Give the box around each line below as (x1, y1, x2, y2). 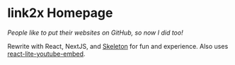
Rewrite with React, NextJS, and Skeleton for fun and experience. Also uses (7, 42, 229, 50)
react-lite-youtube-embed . (7, 49, 86, 58)
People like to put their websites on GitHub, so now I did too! (7, 28, 183, 37)
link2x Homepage (7, 5, 113, 21)
